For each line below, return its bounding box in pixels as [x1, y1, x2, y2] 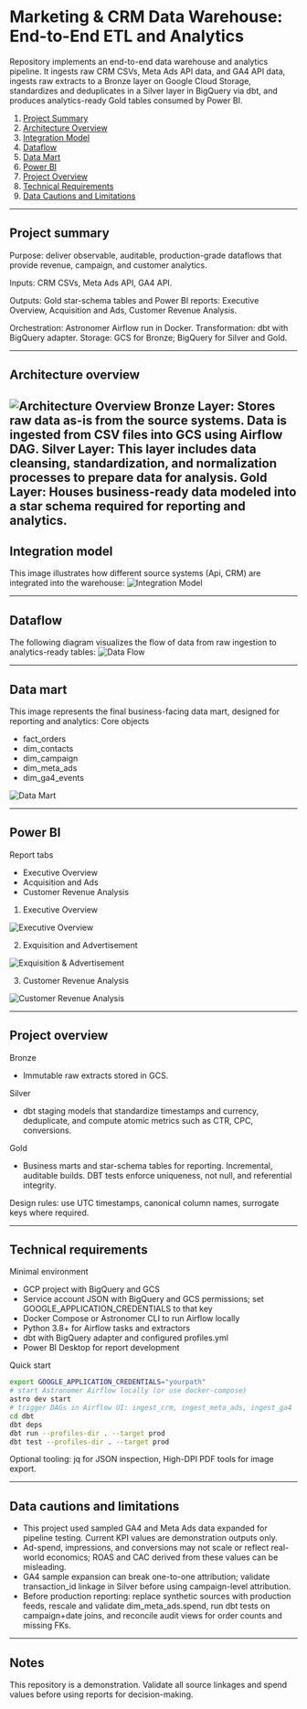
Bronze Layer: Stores [153, 398, 276, 413]
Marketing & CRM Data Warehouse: [9, 6, 283, 27]
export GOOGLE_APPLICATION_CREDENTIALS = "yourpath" [9, 1378, 206, 1387]
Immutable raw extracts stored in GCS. [22, 1070, 169, 1081]
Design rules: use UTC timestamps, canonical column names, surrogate [9, 1197, 280, 1208]
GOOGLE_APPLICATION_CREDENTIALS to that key [22, 1303, 213, 1314]
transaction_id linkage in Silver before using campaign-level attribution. [22, 1581, 291, 1592]
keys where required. [9, 1207, 90, 1218]
